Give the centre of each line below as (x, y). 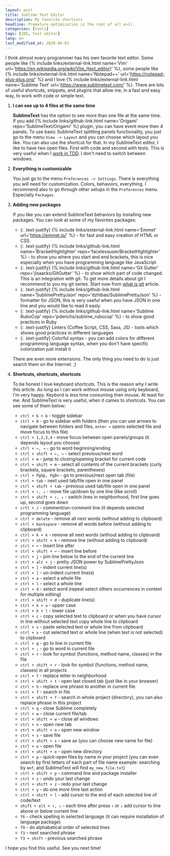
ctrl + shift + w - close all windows (59, 719)
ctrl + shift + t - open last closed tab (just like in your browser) (89, 681)
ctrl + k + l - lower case (47, 610)
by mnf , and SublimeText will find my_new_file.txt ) (73, 767)
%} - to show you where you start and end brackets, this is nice (87, 257)
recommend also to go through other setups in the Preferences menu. (86, 189)
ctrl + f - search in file (45, 692)
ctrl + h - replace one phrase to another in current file (78, 686)
